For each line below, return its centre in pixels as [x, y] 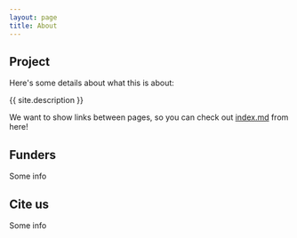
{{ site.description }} [47, 100]
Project [30, 62]
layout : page [33, 17]
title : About [33, 26]
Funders [32, 155]
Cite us [29, 204]
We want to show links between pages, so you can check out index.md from [149, 117]
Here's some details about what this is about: [92, 83]
